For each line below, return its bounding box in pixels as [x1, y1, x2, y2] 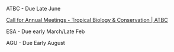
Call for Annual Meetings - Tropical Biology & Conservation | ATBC [6, 17, 169, 23]
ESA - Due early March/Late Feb [6, 28, 85, 35]
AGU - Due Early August [6, 40, 65, 46]
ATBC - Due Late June [6, 5, 61, 12]
